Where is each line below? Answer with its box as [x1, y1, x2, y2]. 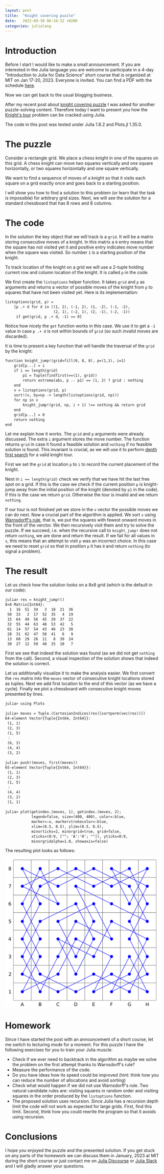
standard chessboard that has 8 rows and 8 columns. [5, 200, 113, 206]
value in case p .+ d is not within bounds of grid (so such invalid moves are [5, 328, 158, 334]
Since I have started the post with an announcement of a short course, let [5, 1036, 153, 1043]
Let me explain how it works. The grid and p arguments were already [5, 431, 144, 437]
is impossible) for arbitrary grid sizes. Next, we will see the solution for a [5, 195, 151, 201]
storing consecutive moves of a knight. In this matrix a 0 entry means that [5, 239, 153, 245]
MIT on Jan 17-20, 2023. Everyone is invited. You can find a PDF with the [5, 77, 152, 83]
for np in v [14, 398, 38, 403]
